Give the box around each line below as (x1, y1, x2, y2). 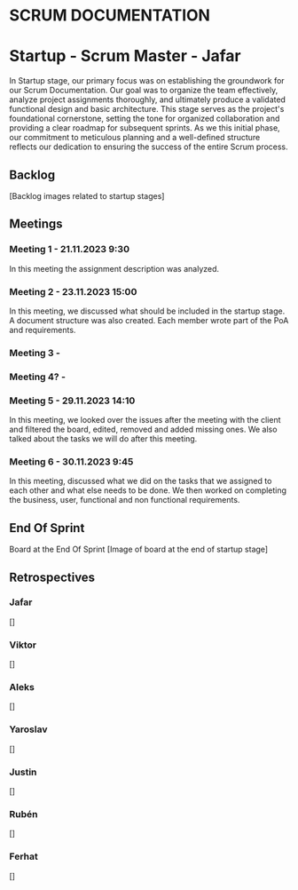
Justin (9, 766, 37, 778)
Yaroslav (9, 723, 48, 735)
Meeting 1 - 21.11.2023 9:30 (9, 243, 130, 256)
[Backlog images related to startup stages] (9, 190, 165, 201)
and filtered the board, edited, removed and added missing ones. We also (9, 424, 278, 435)
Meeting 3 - (9, 346, 60, 359)
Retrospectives (9, 569, 96, 584)
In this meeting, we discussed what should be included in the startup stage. (9, 306, 286, 316)
